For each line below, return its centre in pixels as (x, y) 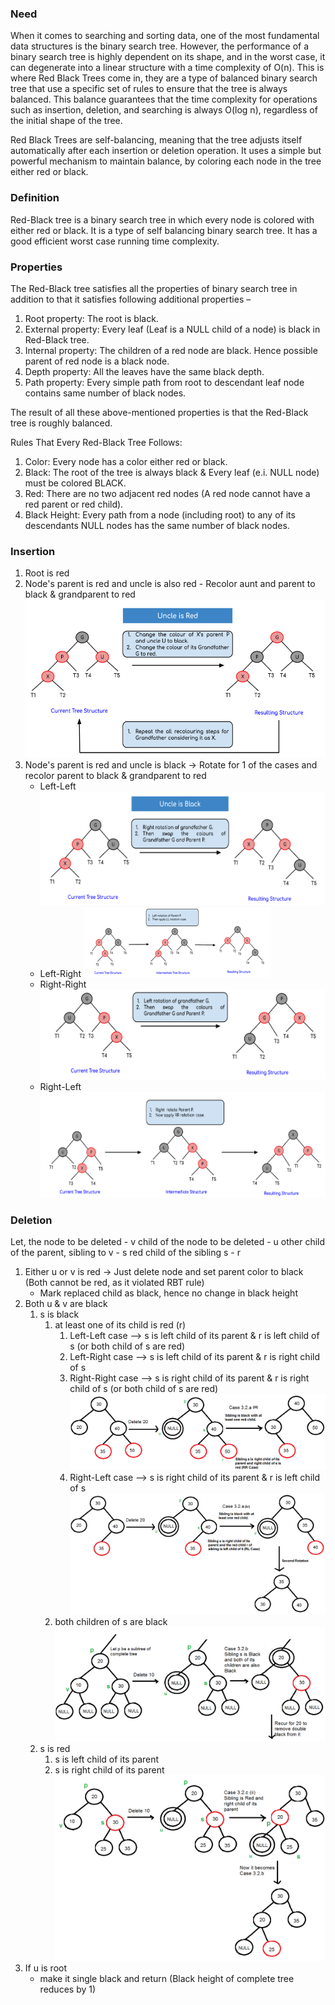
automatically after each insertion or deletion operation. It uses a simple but (166, 151)
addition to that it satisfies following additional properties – (131, 299)
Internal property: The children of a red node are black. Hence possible (171, 350)
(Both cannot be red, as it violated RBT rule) (114, 1283)
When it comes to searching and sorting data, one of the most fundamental (165, 36)
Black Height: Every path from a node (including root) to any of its (160, 514)
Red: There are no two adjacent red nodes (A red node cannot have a (167, 493)
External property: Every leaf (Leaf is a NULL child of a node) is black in (172, 329)
